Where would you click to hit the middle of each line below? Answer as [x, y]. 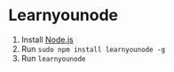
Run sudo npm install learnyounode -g [93, 48]
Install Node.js [47, 40]
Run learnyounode [53, 58]
